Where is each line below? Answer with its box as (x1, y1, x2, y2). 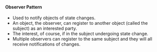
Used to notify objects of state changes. (12, 15, 96, 21)
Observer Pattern (5, 4, 43, 10)
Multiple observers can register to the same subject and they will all (12, 36, 152, 42)
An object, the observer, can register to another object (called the (12, 20, 148, 26)
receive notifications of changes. (12, 41, 81, 47)
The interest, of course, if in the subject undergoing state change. (12, 31, 149, 37)
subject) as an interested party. (12, 25, 77, 32)
